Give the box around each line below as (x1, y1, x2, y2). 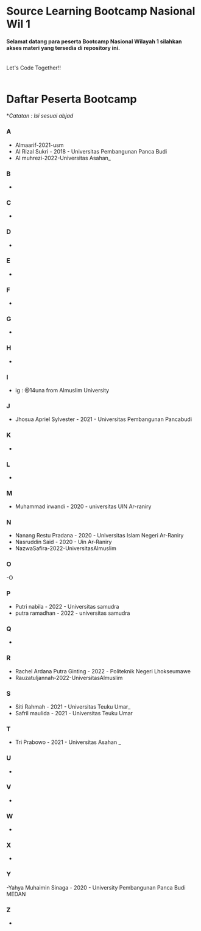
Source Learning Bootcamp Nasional (6, 4, 196, 18)
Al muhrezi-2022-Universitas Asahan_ (15, 154, 111, 161)
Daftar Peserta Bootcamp (6, 92, 137, 106)
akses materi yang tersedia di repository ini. (6, 44, 121, 51)
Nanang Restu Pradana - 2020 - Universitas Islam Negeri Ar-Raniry (15, 532, 184, 539)
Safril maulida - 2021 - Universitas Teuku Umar (15, 709, 133, 717)
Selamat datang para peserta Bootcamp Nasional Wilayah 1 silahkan (6, 38, 182, 45)
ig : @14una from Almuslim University (15, 387, 110, 394)
